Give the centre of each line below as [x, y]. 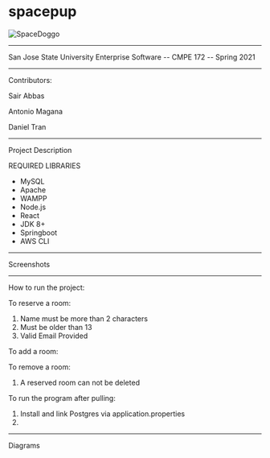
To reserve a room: [40, 303]
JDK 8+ [33, 224]
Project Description [40, 150]
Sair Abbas [27, 96]
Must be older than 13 [56, 327]
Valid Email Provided [54, 336]
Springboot [39, 233]
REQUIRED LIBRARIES [45, 165]
